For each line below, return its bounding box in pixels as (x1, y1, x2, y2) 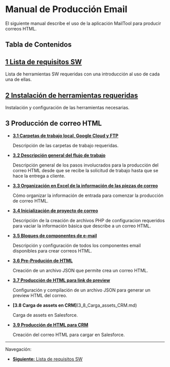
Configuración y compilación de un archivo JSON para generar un (12, 287, 151, 293)
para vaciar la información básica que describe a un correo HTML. (12, 223, 151, 229)
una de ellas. (5, 76, 32, 83)
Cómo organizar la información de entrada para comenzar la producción (12, 192, 163, 198)
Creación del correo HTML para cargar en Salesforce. (12, 332, 125, 338)
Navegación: (5, 346, 32, 352)
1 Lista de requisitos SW (5, 57, 82, 66)
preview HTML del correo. (12, 292, 67, 298)
